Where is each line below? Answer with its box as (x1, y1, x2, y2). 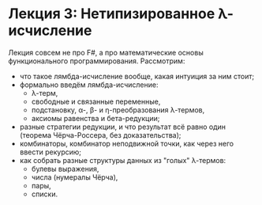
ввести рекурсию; (19, 147, 81, 157)
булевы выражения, (31, 164, 99, 173)
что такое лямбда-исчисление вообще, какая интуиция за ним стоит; (19, 71, 255, 81)
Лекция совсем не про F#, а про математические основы (8, 47, 204, 57)
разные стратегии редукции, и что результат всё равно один (19, 122, 226, 131)
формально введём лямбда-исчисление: (19, 80, 159, 89)
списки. (31, 189, 58, 199)
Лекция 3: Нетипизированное (8, 5, 215, 23)
